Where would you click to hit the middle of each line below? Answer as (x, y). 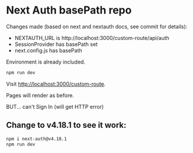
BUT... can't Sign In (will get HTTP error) (55, 107)
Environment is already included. (46, 62)
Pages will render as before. (40, 95)
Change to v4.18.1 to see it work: (66, 125)
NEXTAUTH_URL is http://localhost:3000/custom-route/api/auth (92, 38)
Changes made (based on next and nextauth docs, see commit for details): (97, 26)
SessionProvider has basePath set (56, 44)
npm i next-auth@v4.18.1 (36, 139)
